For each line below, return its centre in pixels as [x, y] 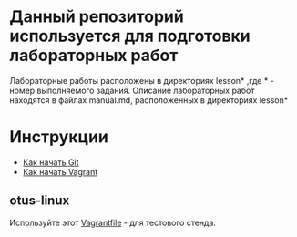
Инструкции [59, 137]
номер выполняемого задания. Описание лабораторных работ [132, 90]
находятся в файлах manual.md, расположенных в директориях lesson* [149, 100]
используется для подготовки [130, 36]
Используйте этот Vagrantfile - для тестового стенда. [113, 222]
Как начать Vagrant [60, 171]
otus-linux [40, 201]
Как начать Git [51, 162]
